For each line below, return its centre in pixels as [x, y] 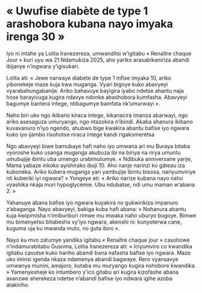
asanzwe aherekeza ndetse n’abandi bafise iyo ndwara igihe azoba [90, 278]
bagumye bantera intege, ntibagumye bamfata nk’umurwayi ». [83, 103]
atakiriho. [18, 285]
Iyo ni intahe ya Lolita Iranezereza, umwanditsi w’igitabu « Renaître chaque [99, 53]
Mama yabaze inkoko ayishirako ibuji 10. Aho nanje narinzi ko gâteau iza [96, 165]
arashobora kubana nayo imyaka [90, 24]
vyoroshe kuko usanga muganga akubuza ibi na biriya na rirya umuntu [93, 153]
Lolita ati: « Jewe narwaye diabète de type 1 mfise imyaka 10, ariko [89, 78]
